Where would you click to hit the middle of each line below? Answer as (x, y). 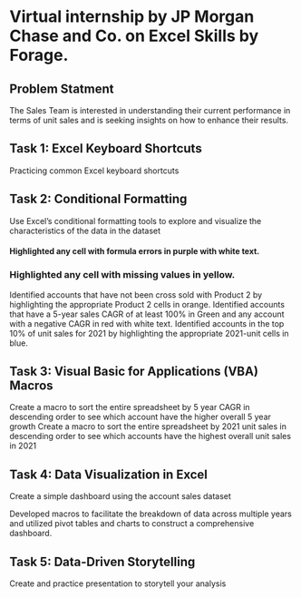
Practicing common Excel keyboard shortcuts (94, 171)
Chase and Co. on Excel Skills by (134, 36)
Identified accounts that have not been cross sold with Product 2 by (136, 294)
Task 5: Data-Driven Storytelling (102, 561)
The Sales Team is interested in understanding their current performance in (150, 110)
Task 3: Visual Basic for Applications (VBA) (134, 371)
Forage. (39, 55)
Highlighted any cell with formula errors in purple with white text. (135, 251)
